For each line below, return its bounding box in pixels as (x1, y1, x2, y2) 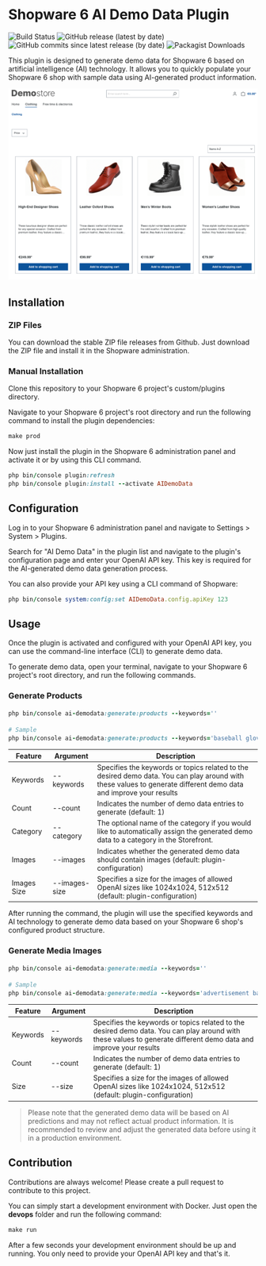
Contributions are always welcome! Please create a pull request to (8, 1177, 224, 1187)
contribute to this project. (8, 1185, 91, 1195)
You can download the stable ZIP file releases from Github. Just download (8, 337, 250, 347)
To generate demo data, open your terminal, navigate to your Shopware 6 (8, 662, 248, 671)
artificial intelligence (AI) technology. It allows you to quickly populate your (8, 63, 252, 73)
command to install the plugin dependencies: (8, 416, 155, 425)
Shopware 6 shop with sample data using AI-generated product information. (8, 72, 257, 82)
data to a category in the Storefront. (97, 835, 214, 845)
